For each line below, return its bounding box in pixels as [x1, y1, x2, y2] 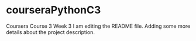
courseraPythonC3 [6, 3, 101, 17]
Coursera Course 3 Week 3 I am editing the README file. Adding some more [6, 23, 191, 29]
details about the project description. [6, 28, 95, 35]
